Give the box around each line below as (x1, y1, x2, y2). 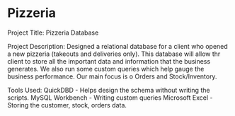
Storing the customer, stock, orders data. (7, 100, 127, 109)
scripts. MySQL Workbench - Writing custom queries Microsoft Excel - (7, 93, 213, 102)
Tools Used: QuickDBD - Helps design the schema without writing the (7, 86, 210, 94)
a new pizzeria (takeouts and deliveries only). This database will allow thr (7, 50, 221, 58)
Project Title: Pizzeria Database (7, 28, 99, 37)
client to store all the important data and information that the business (7, 57, 211, 65)
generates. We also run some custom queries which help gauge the (7, 64, 205, 73)
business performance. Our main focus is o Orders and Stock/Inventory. (7, 72, 217, 81)
